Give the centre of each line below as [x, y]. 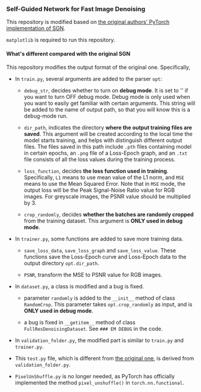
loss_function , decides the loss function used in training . [96, 171]
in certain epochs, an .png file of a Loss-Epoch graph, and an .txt [106, 153]
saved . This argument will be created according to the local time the [108, 134]
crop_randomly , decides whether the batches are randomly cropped [109, 214]
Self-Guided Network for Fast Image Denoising [76, 9]
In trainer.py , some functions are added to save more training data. [99, 239]
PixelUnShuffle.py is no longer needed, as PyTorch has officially [95, 376]
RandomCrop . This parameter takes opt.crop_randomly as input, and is [108, 304]
